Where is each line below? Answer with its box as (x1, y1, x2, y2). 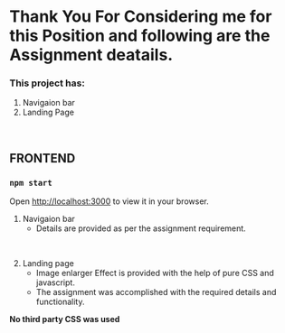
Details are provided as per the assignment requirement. (35, 223, 246, 234)
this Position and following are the (9, 25, 271, 46)
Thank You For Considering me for (9, 6, 272, 27)
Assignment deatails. (9, 45, 174, 65)
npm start (9, 178, 52, 188)
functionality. (35, 296, 85, 308)
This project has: (9, 77, 86, 89)
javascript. (35, 277, 75, 288)
